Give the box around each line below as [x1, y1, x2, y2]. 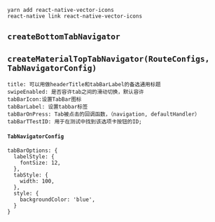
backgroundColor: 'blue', [20, 196, 96, 203]
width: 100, [20, 178, 55, 185]
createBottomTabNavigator [7, 32, 120, 42]
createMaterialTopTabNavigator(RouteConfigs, [7, 53, 210, 64]
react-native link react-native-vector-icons [7, 13, 142, 20]
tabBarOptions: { [7, 147, 58, 154]
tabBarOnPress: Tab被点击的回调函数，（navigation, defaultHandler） [7, 111, 200, 118]
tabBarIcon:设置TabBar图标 [7, 96, 82, 103]
